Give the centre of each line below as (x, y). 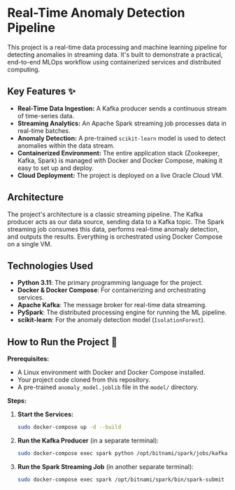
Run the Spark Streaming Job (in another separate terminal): (105, 466)
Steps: (17, 401)
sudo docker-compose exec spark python (76, 454)
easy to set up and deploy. (56, 168)
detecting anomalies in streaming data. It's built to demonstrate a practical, (115, 55)
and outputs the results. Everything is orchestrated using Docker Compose (115, 237)
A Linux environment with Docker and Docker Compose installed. (111, 372)
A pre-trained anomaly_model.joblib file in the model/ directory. (108, 387)
